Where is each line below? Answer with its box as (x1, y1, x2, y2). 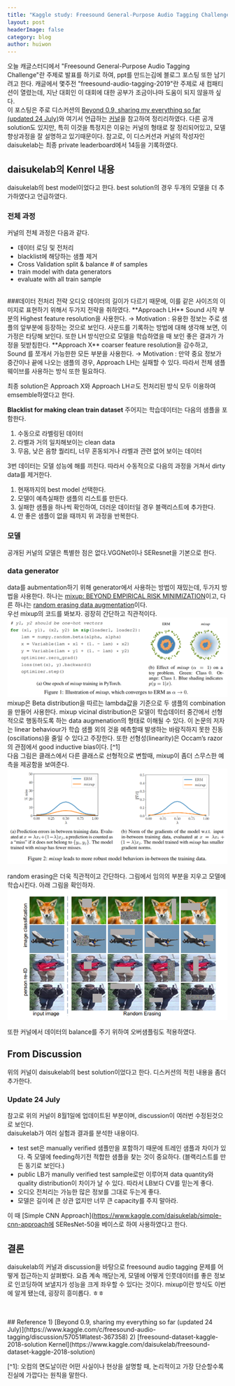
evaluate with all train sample (17, 275, 101, 283)
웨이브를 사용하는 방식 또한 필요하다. (7, 367, 106, 375)
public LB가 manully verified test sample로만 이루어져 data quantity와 (17, 1170, 214, 1178)
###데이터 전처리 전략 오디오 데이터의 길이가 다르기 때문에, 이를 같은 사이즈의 (7, 297, 219, 305)
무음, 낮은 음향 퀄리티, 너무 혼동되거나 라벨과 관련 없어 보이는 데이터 (17, 447, 202, 455)
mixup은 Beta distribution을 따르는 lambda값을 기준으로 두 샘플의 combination (7, 699, 226, 707)
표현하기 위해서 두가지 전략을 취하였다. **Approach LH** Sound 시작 (25, 306, 218, 314)
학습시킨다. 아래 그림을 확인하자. (7, 880, 96, 889)
